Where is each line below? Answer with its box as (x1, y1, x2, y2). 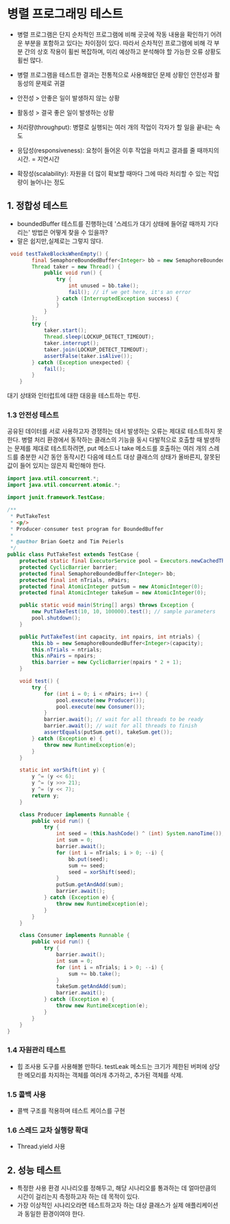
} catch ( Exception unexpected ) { (31, 359, 130, 366)
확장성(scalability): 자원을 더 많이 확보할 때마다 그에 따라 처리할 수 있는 (16, 169, 207, 177)
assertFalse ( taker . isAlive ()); (43, 352, 133, 359)
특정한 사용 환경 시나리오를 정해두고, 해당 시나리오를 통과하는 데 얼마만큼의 (16, 1184, 217, 1192)
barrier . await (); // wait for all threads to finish (43, 723, 197, 729)
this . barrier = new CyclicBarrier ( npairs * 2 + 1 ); (31, 659, 183, 666)
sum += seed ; (68, 862, 106, 869)
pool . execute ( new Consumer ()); (55, 703, 146, 710)
